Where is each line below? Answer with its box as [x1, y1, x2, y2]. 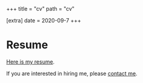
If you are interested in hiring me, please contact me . [6, 70, 138, 77]
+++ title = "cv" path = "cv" [6, 5, 75, 12]
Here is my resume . [6, 58, 55, 65]
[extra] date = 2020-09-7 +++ [6, 17, 81, 24]
